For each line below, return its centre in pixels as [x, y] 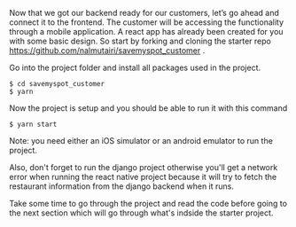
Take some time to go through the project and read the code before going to [148, 204]
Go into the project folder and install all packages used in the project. [135, 67]
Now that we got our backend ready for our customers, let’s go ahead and [144, 13]
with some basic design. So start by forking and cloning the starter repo [140, 41]
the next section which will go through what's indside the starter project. [141, 213]
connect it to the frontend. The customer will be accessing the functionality [147, 22]
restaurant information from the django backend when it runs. [122, 186]
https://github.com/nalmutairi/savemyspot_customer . [107, 51]
